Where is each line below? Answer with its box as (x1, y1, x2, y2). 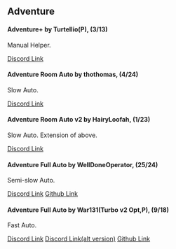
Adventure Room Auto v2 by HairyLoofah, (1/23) (7, 115, 151, 124)
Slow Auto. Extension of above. (7, 131, 98, 139)
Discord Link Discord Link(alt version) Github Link (7, 234, 151, 243)
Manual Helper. (7, 41, 51, 49)
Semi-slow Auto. (7, 176, 55, 185)
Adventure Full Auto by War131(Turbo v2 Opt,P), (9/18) (7, 206, 170, 214)
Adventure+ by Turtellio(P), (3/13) (7, 24, 108, 34)
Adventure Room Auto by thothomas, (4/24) (7, 70, 139, 79)
